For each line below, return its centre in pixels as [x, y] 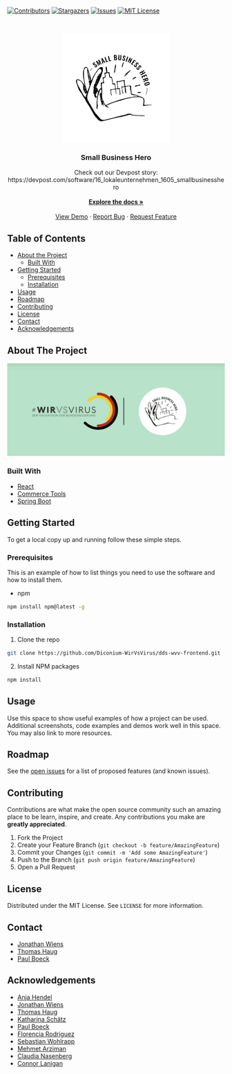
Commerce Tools [41, 493]
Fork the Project [40, 838]
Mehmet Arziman [42, 1048]
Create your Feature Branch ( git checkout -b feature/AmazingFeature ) [118, 845]
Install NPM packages [48, 666]
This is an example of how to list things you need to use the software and [111, 572]
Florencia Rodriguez [46, 1034]
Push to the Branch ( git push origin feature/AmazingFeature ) [106, 860]
